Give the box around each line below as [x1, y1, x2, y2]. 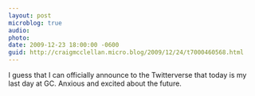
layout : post [8, 11, 52, 20]
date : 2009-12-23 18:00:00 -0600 [8, 41, 120, 49]
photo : [8, 33, 30, 42]
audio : [8, 26, 30, 34]
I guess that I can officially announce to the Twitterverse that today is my [8, 71, 247, 79]
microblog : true [8, 19, 62, 27]
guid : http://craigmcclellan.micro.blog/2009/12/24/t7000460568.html [8, 48, 245, 56]
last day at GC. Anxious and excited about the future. [8, 79, 182, 88]
